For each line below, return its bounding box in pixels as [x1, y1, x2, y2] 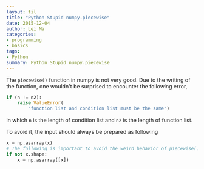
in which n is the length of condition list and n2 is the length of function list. [6, 116, 193, 124]
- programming [6, 37, 42, 43]
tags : [6, 48, 20, 55]
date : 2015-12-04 [6, 20, 50, 26]
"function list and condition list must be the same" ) [28, 105, 170, 112]
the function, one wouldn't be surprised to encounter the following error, [6, 82, 188, 90]
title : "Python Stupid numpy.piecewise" [6, 15, 110, 21]
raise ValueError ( [17, 100, 64, 106]
